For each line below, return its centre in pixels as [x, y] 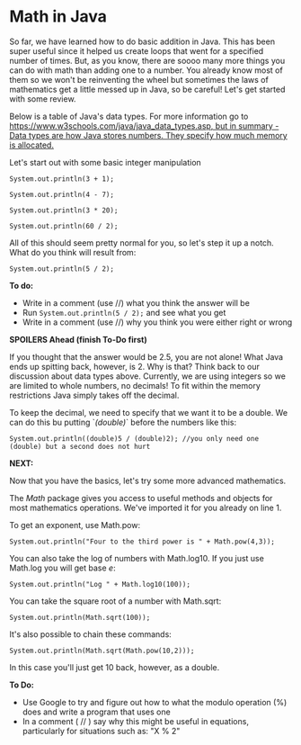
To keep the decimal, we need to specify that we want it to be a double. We [149, 412]
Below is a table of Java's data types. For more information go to [129, 116]
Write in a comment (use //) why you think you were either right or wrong [157, 322]
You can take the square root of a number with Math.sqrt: [115, 601]
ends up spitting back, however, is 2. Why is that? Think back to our [135, 366]
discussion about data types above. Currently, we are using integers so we [147, 376]
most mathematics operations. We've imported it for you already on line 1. [146, 507]
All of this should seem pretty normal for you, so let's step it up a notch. [142, 242]
